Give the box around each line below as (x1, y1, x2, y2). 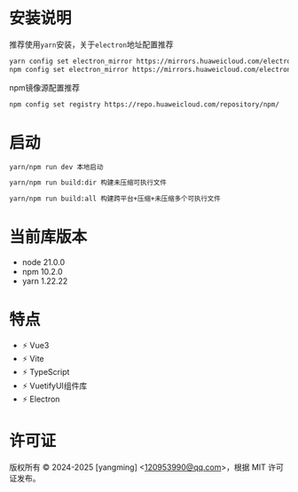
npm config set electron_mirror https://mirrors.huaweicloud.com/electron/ (9, 65, 295, 74)
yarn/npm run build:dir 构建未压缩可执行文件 (9, 178, 167, 187)
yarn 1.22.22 (21, 276, 68, 286)
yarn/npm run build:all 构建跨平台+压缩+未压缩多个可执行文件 (9, 194, 222, 204)
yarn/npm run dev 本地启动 (9, 162, 104, 171)
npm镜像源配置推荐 (9, 82, 81, 93)
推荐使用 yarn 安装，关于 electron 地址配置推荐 (9, 39, 174, 50)
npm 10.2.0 (21, 267, 64, 277)
